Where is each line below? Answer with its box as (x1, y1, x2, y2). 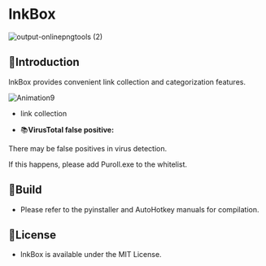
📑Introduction (8, 55, 80, 69)
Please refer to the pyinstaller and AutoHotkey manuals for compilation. (20, 204, 259, 214)
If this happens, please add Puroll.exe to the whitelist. (8, 159, 188, 169)
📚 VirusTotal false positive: (20, 124, 115, 134)
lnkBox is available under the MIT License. (20, 250, 162, 259)
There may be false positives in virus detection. (8, 143, 168, 153)
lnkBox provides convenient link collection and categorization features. (8, 76, 246, 86)
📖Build (8, 183, 42, 197)
